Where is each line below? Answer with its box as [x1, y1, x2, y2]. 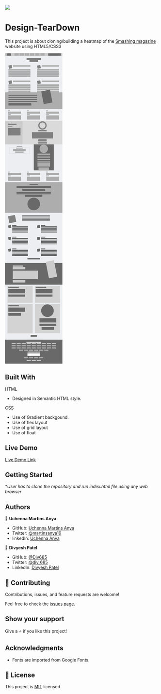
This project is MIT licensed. [5, 684, 62, 690]
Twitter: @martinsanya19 [12, 530, 62, 536]
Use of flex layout [12, 419, 48, 425]
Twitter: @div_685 [12, 560, 48, 565]
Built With [5, 373, 35, 381]
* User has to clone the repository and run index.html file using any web [5, 483, 148, 490]
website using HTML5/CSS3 [5, 43, 62, 49]
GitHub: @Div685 [12, 554, 47, 560]
